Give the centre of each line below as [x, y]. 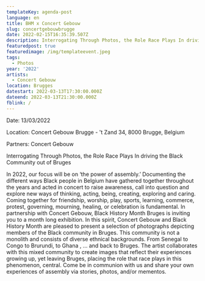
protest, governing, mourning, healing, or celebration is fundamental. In [96, 206]
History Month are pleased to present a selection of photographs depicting [100, 226]
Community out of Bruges [39, 162]
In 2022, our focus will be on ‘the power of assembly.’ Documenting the [96, 174]
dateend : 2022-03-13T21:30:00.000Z [52, 97]
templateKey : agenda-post [39, 12]
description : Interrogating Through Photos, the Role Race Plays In [95, 40]
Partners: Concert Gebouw [40, 144]
